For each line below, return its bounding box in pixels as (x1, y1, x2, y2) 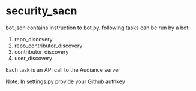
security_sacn (5, 4, 77, 18)
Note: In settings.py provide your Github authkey (5, 78, 125, 85)
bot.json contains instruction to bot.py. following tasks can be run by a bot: (5, 24, 190, 31)
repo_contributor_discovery (14, 42, 83, 49)
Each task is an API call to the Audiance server (5, 66, 120, 73)
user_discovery (14, 54, 52, 62)
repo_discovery (14, 35, 53, 43)
